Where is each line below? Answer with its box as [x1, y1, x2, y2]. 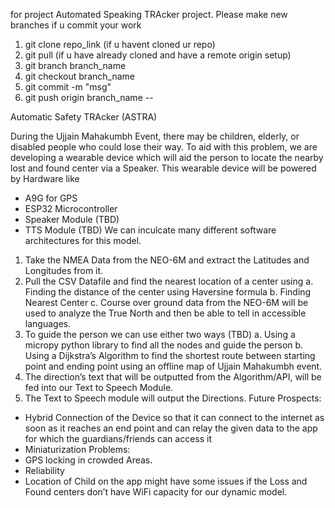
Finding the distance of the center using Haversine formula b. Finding [24, 286, 312, 298]
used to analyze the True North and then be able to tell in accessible [24, 307, 307, 319]
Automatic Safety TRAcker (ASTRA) [10, 111, 158, 123]
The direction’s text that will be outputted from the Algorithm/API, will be [24, 371, 322, 383]
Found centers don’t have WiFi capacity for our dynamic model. [24, 486, 288, 498]
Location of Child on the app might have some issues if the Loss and [24, 475, 308, 487]
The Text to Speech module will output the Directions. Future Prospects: [24, 392, 322, 404]
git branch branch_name [24, 60, 127, 71]
